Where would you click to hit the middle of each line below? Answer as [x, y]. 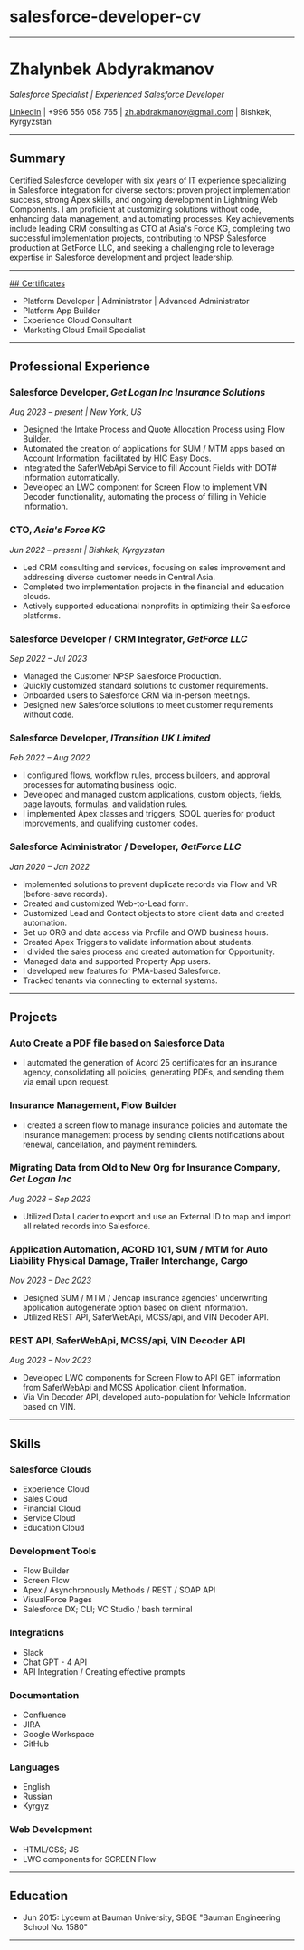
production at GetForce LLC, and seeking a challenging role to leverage [142, 247]
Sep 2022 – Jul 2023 [48, 658]
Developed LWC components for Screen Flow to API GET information [151, 1378]
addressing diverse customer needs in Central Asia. [119, 577]
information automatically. [71, 478]
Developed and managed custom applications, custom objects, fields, [152, 795]
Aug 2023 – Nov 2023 [51, 1361]
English [36, 1787]
